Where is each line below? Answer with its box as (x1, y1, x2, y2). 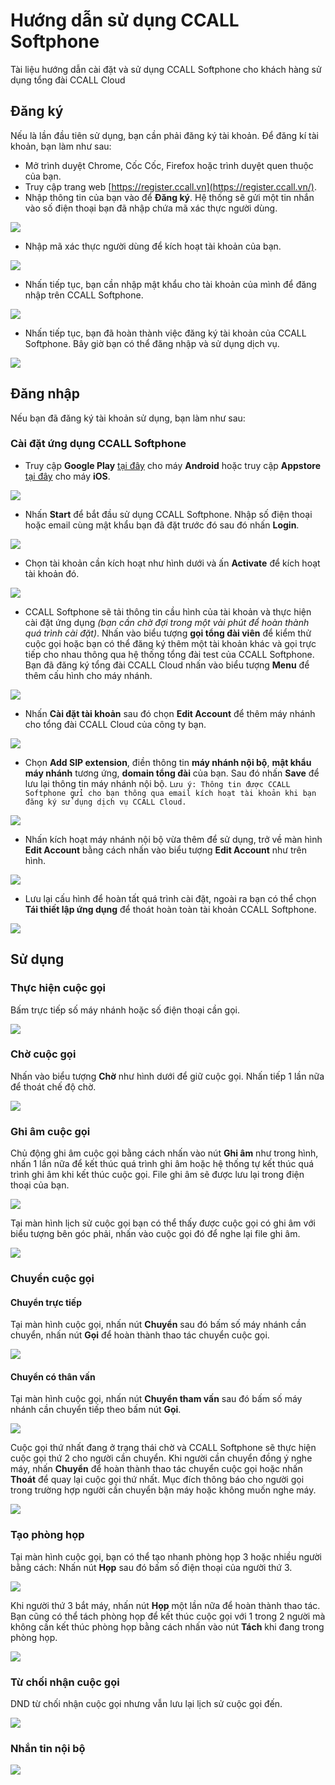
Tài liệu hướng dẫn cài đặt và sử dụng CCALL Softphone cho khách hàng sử (10, 63, 322, 75)
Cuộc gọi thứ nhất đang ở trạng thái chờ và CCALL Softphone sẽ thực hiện (10, 1442, 317, 1454)
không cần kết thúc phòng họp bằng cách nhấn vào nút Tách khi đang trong (10, 1620, 325, 1633)
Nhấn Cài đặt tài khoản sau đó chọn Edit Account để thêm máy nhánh (24, 707, 316, 719)
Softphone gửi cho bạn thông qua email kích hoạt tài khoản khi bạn (24, 788, 317, 798)
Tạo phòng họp (10, 1528, 85, 1542)
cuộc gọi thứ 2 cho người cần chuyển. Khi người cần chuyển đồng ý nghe (10, 1452, 313, 1464)
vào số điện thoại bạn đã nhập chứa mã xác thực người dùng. (24, 202, 278, 214)
